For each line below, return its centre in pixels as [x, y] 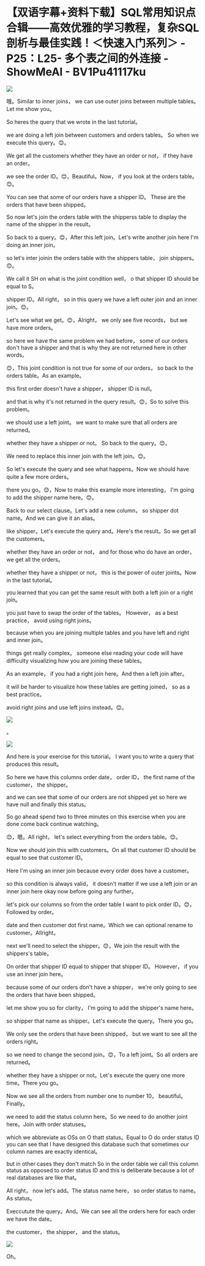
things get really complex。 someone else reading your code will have [95, 653]
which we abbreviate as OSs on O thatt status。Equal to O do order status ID [103, 1137]
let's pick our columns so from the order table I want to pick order [89, 904]
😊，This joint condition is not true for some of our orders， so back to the [100, 368]
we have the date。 [31, 1219]
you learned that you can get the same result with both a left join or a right [100, 592]
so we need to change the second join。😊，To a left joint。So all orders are [102, 1054]
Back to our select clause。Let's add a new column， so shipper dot [92, 510]
